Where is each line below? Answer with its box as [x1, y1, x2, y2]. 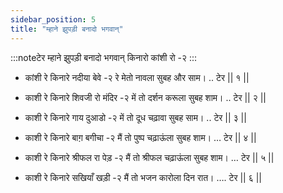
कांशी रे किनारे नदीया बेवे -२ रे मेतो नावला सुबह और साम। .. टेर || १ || [24, 71, 250, 83]
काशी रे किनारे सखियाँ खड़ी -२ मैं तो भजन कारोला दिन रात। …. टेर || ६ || [24, 171, 263, 183]
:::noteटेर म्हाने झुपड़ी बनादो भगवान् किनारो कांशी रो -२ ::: [10, 51, 198, 63]
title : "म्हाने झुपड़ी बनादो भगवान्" [10, 24, 124, 34]
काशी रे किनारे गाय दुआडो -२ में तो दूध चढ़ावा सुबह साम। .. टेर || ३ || [24, 111, 247, 123]
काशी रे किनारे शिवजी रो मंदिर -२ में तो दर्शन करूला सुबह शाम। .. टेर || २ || [24, 91, 267, 103]
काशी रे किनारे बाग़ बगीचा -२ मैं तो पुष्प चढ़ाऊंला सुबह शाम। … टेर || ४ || [24, 131, 257, 143]
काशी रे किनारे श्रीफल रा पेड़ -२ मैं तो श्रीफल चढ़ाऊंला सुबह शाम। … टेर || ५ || [24, 151, 275, 163]
